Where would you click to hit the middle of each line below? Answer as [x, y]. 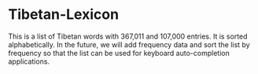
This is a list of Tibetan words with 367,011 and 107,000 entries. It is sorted [128, 36]
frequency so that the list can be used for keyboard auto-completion [119, 53]
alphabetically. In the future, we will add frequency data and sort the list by [129, 44]
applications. [29, 61]
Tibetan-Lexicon [64, 15]
